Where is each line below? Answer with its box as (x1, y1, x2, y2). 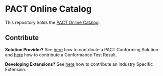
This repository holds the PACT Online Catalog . (5, 19, 100, 25)
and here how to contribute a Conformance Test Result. (5, 52, 117, 57)
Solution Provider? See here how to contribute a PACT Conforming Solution (5, 46, 159, 52)
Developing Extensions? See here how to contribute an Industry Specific (5, 61, 153, 67)
